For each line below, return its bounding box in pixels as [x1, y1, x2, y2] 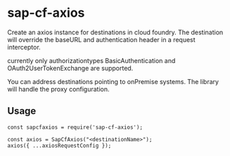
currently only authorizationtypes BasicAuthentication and [7, 56, 176, 64]
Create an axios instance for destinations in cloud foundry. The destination [7, 28, 224, 36]
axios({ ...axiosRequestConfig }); [7, 142, 112, 149]
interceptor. [7, 43, 41, 51]
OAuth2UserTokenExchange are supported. [7, 64, 134, 72]
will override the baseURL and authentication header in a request [7, 35, 196, 43]
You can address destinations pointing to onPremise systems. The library [7, 77, 219, 85]
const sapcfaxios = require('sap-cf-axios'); [7, 124, 143, 131]
